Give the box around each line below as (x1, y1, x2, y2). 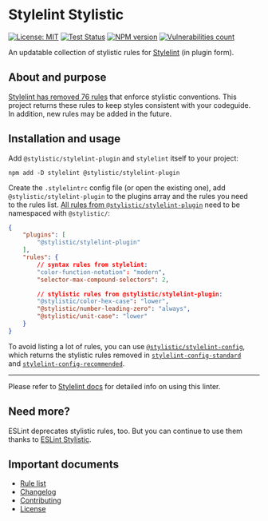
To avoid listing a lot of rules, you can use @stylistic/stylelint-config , (8, 341, 246, 351)
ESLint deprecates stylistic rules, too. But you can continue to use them (8, 426, 243, 435)
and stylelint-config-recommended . (8, 358, 125, 368)
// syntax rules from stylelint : (37, 260, 148, 268)
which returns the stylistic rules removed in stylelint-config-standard (8, 350, 242, 360)
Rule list (19, 479, 46, 488)
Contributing (19, 495, 61, 505)
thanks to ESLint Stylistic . (8, 434, 92, 444)
